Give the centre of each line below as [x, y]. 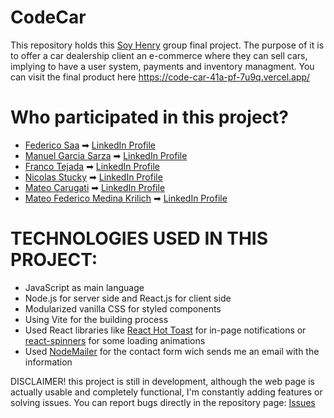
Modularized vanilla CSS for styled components [123, 308]
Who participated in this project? [149, 117]
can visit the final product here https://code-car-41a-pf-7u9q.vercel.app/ [160, 77]
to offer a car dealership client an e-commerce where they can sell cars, [159, 55]
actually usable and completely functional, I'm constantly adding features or [166, 392]
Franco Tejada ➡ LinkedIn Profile [92, 166]
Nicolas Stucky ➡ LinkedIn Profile [93, 177]
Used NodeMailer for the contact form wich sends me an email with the [172, 351]
